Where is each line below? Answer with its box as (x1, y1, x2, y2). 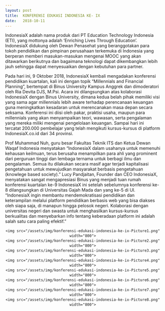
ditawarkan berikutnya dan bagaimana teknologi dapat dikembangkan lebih (5, 58, 158, 64)
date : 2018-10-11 (5, 18, 45, 23)
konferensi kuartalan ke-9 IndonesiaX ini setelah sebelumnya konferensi (5, 182, 152, 188)
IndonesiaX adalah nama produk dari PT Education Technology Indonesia (5, 32, 154, 38)
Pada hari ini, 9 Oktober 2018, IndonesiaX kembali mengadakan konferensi (5, 73, 156, 79)
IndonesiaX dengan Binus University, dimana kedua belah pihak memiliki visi (5, 94, 160, 100)
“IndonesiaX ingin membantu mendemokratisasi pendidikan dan (5, 192, 135, 198)
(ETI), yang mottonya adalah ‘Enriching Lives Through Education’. (5, 37, 138, 44)
